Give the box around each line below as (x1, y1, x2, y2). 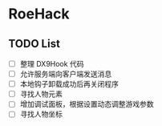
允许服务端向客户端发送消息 (19, 69, 112, 79)
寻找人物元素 (19, 89, 63, 99)
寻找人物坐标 (19, 109, 63, 119)
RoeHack (8, 5, 70, 23)
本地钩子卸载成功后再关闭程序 (19, 79, 119, 89)
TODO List (8, 37, 60, 51)
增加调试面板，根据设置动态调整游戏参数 (19, 100, 154, 109)
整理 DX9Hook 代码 (19, 59, 84, 68)
